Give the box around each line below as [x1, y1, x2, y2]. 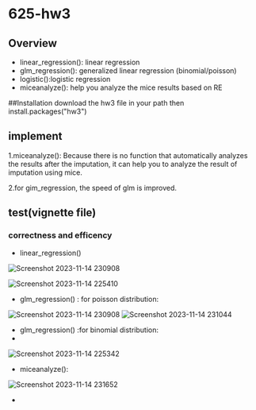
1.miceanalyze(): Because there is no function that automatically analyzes [8, 150, 248, 160]
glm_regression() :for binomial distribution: [19, 325, 159, 335]
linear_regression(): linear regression [19, 57, 140, 67]
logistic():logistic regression [19, 75, 111, 83]
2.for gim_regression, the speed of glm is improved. [8, 183, 177, 192]
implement [8, 130, 63, 143]
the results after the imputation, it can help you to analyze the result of [8, 159, 238, 168]
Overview [8, 37, 58, 50]
